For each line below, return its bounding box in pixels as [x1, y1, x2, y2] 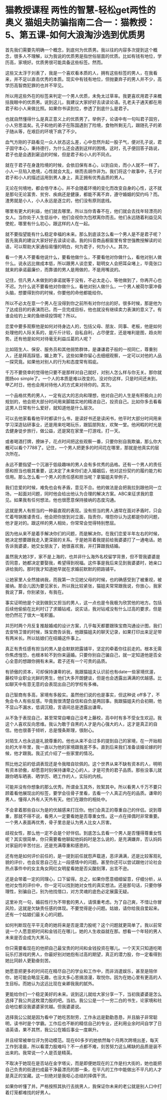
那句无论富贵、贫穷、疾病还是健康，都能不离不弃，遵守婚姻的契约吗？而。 [9, 191, 162, 197]
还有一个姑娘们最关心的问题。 [5, 911, 66, 917]
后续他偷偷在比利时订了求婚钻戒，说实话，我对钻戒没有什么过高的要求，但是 [5, 606, 162, 611]
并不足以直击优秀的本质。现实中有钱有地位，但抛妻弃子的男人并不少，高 [13, 76, 162, 82]
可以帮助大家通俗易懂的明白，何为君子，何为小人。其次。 [13, 244, 132, 249]
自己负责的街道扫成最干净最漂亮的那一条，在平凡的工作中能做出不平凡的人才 [5, 1066, 162, 1072]
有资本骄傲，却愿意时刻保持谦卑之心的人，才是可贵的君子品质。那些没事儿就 [5, 767, 162, 773]
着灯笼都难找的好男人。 [5, 1089, 53, 1096]
